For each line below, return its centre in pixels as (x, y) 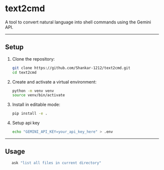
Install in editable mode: (36, 105)
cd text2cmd (24, 72)
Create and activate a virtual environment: (54, 82)
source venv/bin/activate (38, 95)
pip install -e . (30, 114)
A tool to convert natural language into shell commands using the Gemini (78, 22)
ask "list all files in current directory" (56, 163)
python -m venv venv (33, 91)
